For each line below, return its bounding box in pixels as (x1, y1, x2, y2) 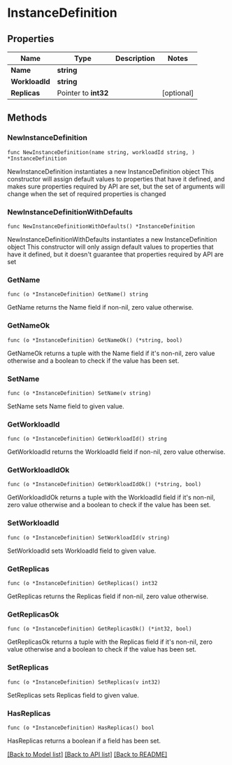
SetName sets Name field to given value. (7, 401, 124, 411)
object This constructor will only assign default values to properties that (7, 242, 215, 251)
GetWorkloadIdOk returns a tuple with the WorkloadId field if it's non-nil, (7, 493, 215, 502)
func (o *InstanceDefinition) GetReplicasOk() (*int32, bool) (7, 626, 192, 633)
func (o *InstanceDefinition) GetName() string (7, 291, 149, 298)
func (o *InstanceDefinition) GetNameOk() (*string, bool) (7, 336, 183, 344)
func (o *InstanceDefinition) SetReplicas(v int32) (7, 678, 161, 686)
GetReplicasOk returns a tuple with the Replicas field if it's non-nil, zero (7, 637, 213, 646)
